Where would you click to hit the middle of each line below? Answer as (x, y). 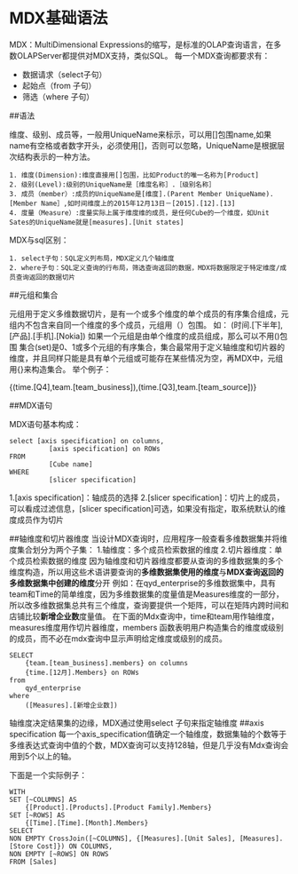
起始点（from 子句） (59, 85)
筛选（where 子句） (58, 96)
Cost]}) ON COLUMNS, (75, 846)
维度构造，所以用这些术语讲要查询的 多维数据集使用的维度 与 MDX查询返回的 (146, 572)
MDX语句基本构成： (45, 424)
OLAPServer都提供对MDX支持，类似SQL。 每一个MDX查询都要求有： (143, 55)
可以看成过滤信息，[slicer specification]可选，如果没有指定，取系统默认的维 (148, 508)
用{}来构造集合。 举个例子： (60, 369)
